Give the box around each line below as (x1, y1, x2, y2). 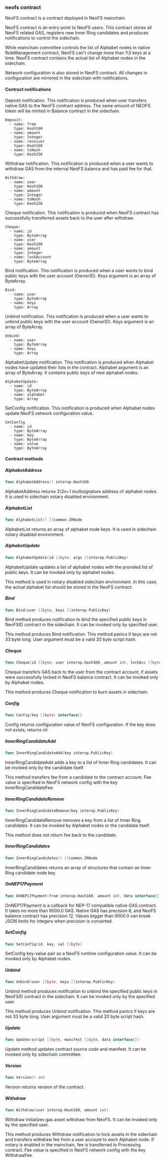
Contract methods (5, 456, 43, 462)
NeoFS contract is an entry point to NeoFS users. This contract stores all (5, 25, 152, 31)
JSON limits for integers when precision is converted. (5, 918, 113, 924)
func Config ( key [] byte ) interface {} (5, 713, 82, 718)
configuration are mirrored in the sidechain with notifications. (5, 75, 129, 81)
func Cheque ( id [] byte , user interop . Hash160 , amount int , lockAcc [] (5, 660, 153, 665)
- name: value (9, 441, 38, 446)
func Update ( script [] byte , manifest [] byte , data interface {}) (5, 1037, 139, 1042)
